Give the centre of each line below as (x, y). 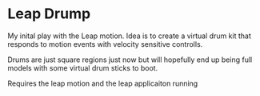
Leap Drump (49, 14)
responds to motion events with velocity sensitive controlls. (105, 44)
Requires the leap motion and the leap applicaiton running (103, 83)
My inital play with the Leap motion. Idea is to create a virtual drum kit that (129, 36)
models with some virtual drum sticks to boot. (83, 67)
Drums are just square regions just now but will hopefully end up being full (130, 60)
